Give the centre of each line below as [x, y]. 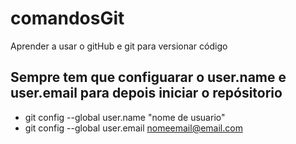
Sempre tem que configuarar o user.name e [148, 77]
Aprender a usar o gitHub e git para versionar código [119, 46]
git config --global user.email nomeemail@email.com [133, 128]
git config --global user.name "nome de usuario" [125, 117]
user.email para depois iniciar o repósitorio [146, 93]
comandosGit [67, 18]
